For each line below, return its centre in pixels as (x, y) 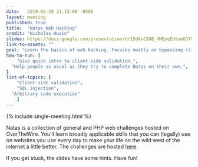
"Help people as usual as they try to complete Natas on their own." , (100, 66)
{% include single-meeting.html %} (49, 116)
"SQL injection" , (38, 89)
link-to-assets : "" (30, 45)
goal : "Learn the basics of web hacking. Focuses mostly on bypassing (95, 50)
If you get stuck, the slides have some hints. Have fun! (72, 158)
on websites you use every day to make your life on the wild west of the (93, 140)
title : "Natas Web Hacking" (42, 28)
